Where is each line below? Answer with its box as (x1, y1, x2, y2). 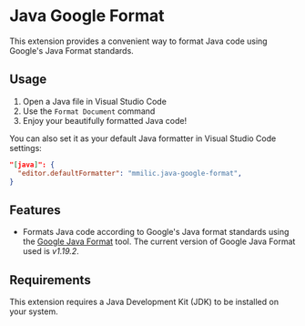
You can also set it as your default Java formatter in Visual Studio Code (9, 133, 277, 144)
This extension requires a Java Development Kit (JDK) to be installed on (9, 297, 280, 307)
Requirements (9, 272, 91, 288)
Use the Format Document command (22, 106, 156, 117)
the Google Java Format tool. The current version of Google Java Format (22, 236, 296, 247)
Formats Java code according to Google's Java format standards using (22, 227, 290, 238)
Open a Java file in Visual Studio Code (22, 96, 167, 107)
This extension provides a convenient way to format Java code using (9, 36, 268, 46)
